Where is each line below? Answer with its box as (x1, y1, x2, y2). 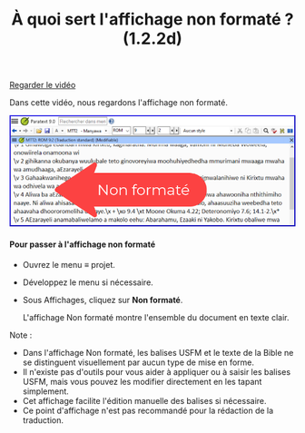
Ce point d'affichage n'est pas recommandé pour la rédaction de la (22, 405, 274, 416)
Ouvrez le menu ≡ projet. (22, 259, 115, 270)
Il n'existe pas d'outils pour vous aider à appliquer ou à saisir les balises (22, 366, 291, 377)
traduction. (22, 414, 64, 426)
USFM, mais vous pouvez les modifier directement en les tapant (22, 376, 262, 387)
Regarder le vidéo (9, 80, 76, 91)
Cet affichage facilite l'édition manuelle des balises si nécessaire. (22, 395, 267, 406)
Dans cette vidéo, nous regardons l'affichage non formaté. (9, 97, 229, 108)
